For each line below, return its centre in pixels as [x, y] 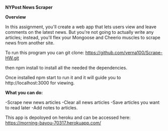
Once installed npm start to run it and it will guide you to [63, 77]
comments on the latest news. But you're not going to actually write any [79, 32]
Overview [16, 17]
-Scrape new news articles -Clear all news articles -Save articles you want [82, 102]
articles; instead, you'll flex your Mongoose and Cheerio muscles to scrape [83, 38]
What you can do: [24, 92]
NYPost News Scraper [29, 7]
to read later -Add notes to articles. [41, 108]
